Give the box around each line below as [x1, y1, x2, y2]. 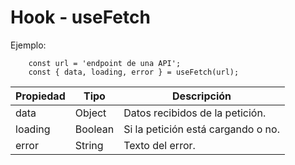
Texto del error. [123, 138, 196, 152]
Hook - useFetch [10, 6, 151, 29]
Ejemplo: [10, 39, 47, 51]
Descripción [172, 89, 232, 103]
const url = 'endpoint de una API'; [28, 58, 182, 68]
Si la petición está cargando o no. [123, 122, 280, 136]
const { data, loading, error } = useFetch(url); [28, 67, 240, 77]
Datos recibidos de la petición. [123, 106, 267, 120]
